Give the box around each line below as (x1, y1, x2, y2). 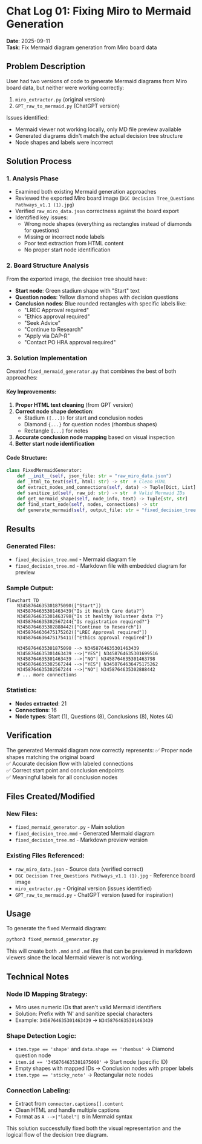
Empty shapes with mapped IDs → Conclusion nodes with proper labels (15, 1064, 194, 1072)
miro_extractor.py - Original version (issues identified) (15, 885, 152, 892)
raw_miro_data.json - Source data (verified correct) (15, 865, 144, 873)
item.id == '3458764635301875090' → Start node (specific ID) (15, 1058, 168, 1066)
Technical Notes (6, 972, 70, 982)
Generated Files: (6, 542, 56, 550)
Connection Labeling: (6, 1086, 71, 1095)
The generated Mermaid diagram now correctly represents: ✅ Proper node (6, 746, 192, 754)
